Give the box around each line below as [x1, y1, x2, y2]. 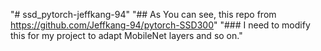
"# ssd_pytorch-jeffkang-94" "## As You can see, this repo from [10, 9, 277, 20]
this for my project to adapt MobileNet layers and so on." [10, 30, 243, 41]
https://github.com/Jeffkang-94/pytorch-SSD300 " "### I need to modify [10, 19, 311, 31]
